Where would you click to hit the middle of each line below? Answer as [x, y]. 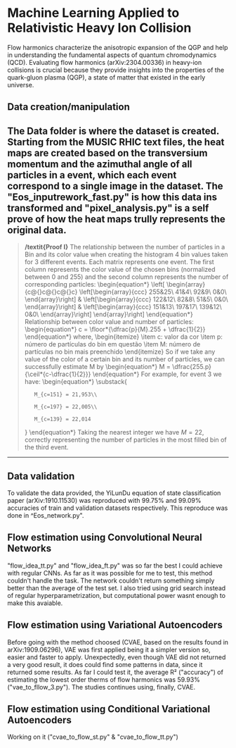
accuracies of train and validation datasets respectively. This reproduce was [118, 508]
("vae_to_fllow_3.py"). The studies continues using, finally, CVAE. [101, 687]
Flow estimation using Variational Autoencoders [115, 625]
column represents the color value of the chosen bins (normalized [120, 270]
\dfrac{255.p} [192, 367]
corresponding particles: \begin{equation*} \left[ [94, 285]
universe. [21, 85]
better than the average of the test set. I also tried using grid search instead [117, 588]
